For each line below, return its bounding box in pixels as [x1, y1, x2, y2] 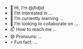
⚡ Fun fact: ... [10, 39, 38, 45]
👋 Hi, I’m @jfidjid [10, 5, 44, 10]
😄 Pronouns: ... [10, 33, 43, 39]
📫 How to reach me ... [10, 26, 57, 32]
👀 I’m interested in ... [10, 10, 53, 16]
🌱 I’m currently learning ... [10, 15, 64, 21]
